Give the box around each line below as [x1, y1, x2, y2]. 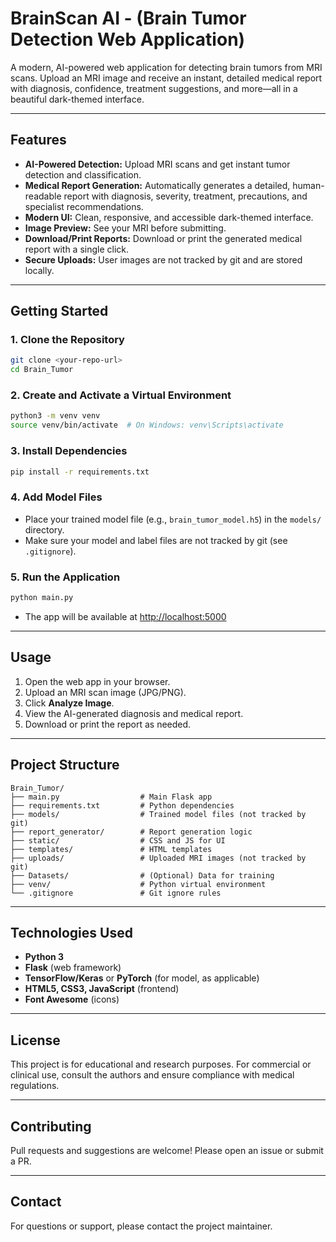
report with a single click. [24, 243, 130, 255]
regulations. [10, 1080, 60, 1092]
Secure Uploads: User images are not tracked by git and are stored [24, 253, 303, 266]
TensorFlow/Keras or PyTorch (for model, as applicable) [24, 972, 260, 984]
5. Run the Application [10, 570, 121, 584]
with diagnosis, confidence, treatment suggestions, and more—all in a [10, 82, 298, 94]
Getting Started [10, 303, 109, 320]
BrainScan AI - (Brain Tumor [10, 7, 247, 30]
